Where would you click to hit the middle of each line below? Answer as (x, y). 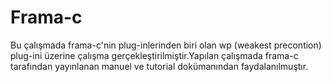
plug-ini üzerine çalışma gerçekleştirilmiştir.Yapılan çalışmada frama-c (154, 55)
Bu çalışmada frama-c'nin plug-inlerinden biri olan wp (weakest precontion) (166, 45)
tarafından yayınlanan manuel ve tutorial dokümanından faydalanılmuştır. (159, 66)
